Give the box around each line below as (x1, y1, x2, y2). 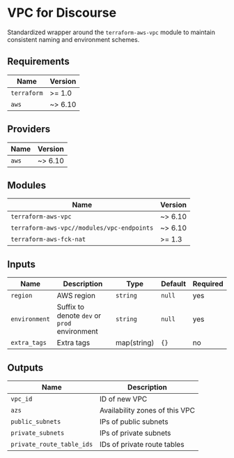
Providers (7, 124, 51, 135)
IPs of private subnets (100, 428, 171, 438)
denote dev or (56, 311, 102, 320)
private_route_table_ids (10, 441, 93, 448)
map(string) (115, 338, 155, 348)
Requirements (7, 56, 70, 68)
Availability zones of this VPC (100, 406, 195, 415)
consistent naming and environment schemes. (7, 35, 140, 43)
